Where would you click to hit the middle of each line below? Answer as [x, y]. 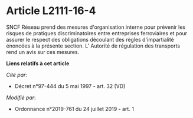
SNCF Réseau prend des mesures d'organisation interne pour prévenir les [96, 27]
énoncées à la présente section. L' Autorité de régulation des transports [93, 46]
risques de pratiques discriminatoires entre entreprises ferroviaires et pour [97, 33]
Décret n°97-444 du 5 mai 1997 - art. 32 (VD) [70, 86]
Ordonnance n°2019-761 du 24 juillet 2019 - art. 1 [74, 109]
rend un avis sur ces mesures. [43, 52]
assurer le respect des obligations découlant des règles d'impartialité [90, 39]
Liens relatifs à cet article [38, 63]
